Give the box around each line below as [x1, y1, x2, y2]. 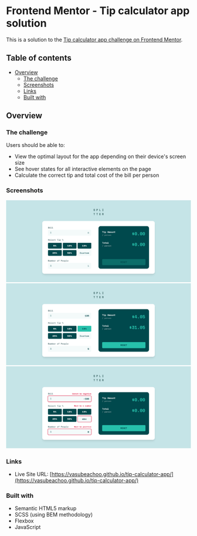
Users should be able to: [6, 142, 66, 149]
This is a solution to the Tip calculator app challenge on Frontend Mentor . [6, 36, 183, 43]
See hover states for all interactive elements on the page [14, 166, 151, 173]
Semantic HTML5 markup [14, 505, 77, 512]
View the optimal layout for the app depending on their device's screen [14, 153, 186, 160]
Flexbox [14, 517, 34, 524]
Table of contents [6, 53, 72, 63]
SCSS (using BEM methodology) [14, 511, 93, 518]
